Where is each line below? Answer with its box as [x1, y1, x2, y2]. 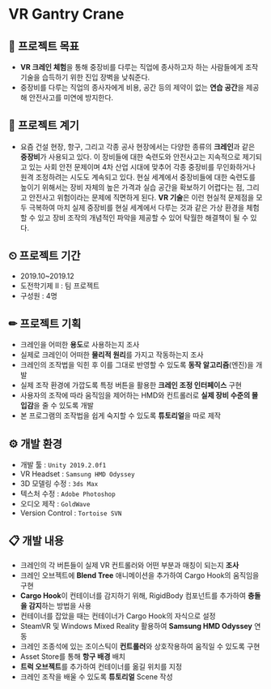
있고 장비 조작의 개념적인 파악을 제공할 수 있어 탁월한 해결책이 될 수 [37, 213, 249, 222]
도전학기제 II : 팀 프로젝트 [19, 281, 100, 291]
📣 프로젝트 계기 [8, 118, 79, 132]
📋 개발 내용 [8, 533, 65, 548]
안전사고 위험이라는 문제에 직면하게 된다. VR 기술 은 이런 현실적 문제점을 [28, 192, 255, 202]
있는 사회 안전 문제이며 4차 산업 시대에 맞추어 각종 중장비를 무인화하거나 [28, 161, 256, 171]
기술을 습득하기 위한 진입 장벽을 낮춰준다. [19, 72, 150, 82]
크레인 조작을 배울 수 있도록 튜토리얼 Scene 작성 [19, 672, 173, 682]
